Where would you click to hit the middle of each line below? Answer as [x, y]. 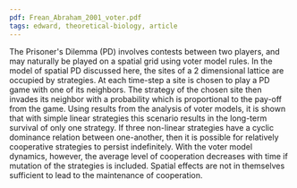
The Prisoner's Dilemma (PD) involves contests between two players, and [144, 51]
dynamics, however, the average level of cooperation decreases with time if [148, 156]
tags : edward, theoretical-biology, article [93, 26]
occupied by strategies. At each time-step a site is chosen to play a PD [140, 80]
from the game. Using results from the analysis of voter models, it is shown [148, 108]
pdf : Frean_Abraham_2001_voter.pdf [76, 17]
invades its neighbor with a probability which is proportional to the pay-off [146, 98]
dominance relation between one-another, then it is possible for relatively [144, 137]
